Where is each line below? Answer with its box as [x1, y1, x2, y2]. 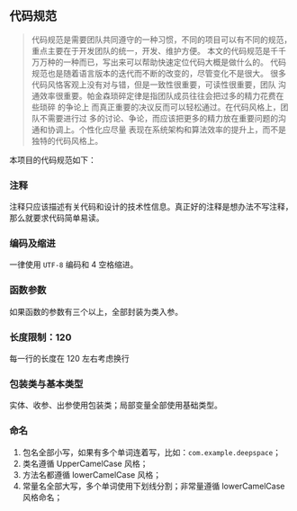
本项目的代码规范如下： [9, 154, 96, 165]
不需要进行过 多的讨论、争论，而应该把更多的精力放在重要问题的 [39, 112, 279, 123]
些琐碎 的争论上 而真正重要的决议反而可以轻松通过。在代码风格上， [31, 102, 281, 112]
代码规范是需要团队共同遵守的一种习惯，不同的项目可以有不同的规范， [31, 34, 292, 45]
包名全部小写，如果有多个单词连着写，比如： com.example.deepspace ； [22, 446, 282, 457]
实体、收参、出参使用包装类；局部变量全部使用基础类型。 [9, 399, 222, 411]
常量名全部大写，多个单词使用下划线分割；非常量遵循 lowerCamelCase [22, 480, 285, 491]
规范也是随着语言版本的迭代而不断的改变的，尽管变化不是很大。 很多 [31, 67, 286, 78]
